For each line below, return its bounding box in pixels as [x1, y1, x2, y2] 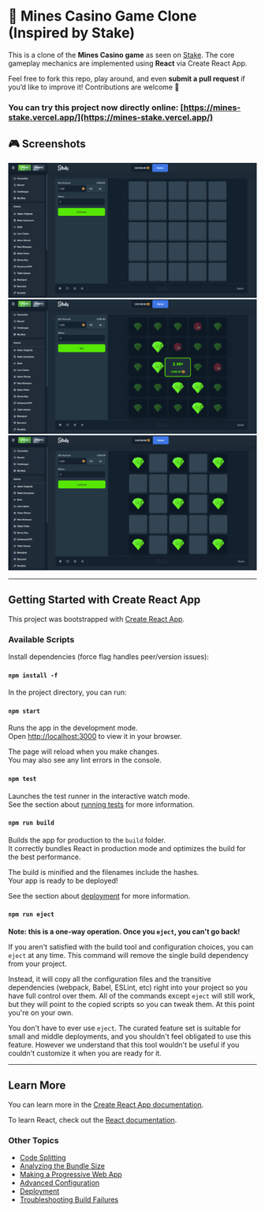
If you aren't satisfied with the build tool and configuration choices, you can [8, 942, 254, 952]
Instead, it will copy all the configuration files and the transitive [8, 975, 211, 984]
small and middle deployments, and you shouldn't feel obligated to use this [8, 1032, 252, 1041]
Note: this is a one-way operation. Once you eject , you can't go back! [8, 927, 241, 937]
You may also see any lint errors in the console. [8, 756, 162, 765]
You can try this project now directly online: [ [8, 102, 184, 113]
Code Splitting [19, 1153, 66, 1162]
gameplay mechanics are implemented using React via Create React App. [8, 59, 248, 68]
